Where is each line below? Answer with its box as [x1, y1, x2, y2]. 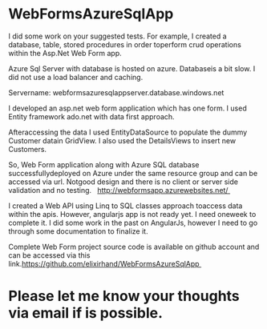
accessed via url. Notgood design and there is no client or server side [8, 177, 239, 187]
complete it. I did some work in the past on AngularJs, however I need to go [8, 218, 258, 227]
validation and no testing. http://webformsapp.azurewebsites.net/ [8, 185, 229, 195]
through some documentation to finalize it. [8, 226, 148, 236]
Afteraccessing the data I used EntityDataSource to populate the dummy [8, 127, 248, 137]
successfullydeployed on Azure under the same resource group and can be [8, 168, 258, 178]
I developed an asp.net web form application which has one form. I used [8, 103, 247, 113]
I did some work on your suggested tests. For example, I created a [8, 31, 227, 41]
